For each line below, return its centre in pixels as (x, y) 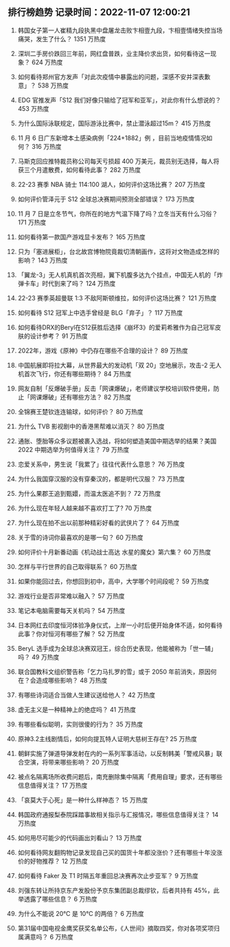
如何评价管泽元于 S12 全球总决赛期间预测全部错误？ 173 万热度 (106, 199)
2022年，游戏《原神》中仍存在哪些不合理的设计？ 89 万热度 (103, 351)
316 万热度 (46, 146)
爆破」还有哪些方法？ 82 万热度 (86, 397)
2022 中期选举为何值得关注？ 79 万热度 (73, 449)
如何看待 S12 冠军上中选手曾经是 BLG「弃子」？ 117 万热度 (100, 313)
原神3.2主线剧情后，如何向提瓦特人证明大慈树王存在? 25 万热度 (107, 738)
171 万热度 (32, 222)
